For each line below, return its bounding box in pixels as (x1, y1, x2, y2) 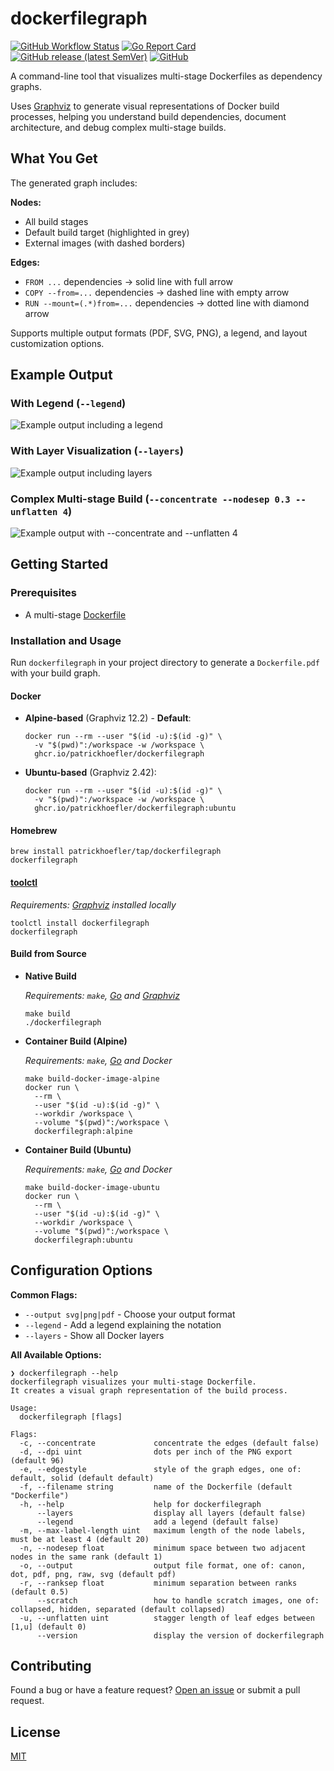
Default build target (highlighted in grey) (24, 226, 190, 238)
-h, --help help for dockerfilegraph (19, 1499, 262, 1509)
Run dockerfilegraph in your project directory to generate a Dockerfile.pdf (10, 657, 320, 669)
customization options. (10, 337, 105, 349)
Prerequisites (10, 586, 77, 600)
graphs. (10, 80, 42, 92)
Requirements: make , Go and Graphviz (24, 989, 180, 1001)
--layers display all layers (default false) (36, 1508, 307, 1518)
